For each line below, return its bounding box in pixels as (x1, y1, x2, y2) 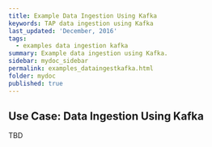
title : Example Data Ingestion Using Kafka (8, 11, 158, 20)
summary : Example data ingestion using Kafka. (8, 49, 168, 57)
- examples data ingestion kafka (15, 42, 129, 50)
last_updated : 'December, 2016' (8, 27, 117, 35)
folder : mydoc (8, 72, 57, 80)
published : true (8, 79, 63, 87)
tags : (8, 34, 27, 43)
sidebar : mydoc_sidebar (8, 57, 89, 65)
